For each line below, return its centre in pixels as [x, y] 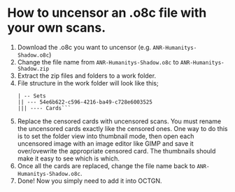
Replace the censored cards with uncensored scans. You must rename [119, 121]
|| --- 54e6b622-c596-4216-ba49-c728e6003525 [85, 102]
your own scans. [57, 28]
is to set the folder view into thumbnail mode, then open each [106, 136]
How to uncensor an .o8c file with [107, 13]
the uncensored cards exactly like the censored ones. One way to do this [122, 128]
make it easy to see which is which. [69, 158]
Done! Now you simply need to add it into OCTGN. [90, 181]
